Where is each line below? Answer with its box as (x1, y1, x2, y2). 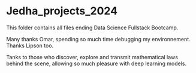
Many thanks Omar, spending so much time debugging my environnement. (6, 35, 191, 42)
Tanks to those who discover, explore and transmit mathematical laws (6, 53, 179, 60)
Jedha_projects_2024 (6, 4, 118, 18)
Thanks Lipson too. (6, 42, 54, 49)
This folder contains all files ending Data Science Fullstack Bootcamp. (6, 24, 179, 31)
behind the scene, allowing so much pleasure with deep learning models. (6, 60, 187, 67)
